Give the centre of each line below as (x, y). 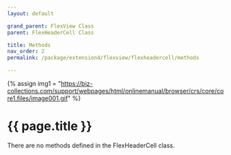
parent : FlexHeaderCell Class (51, 33)
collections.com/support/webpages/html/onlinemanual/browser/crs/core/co (115, 91)
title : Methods (29, 45)
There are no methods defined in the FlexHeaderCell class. (91, 145)
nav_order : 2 (26, 52)
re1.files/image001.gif (37, 98)
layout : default (30, 13)
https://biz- (77, 83)
